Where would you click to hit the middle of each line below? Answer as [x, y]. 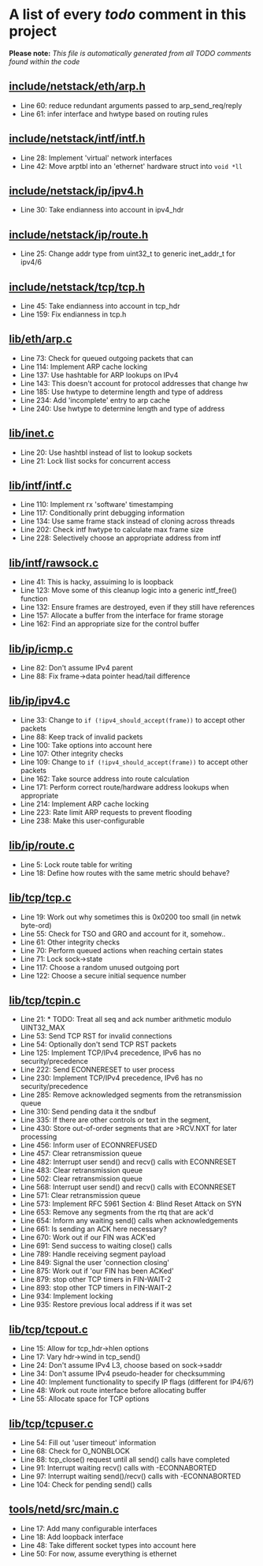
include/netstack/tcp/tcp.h [77, 287]
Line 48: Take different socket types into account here [108, 1545]
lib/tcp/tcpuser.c [51, 1423]
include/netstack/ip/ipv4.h [76, 191]
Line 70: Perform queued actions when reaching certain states [122, 950]
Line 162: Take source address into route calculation [105, 779]
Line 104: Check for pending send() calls [86, 1484]
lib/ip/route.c [42, 845]
